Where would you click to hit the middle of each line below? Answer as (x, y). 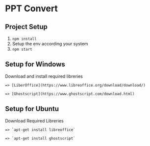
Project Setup (26, 27)
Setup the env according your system (50, 44)
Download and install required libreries (44, 76)
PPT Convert (31, 9)
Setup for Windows (35, 64)
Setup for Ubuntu (32, 109)
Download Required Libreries (34, 120)
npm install (24, 39)
